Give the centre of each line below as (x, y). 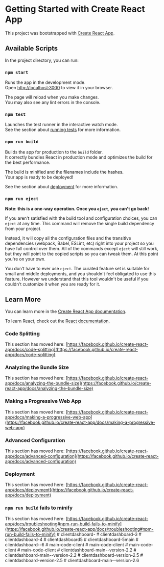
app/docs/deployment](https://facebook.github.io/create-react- (69, 490)
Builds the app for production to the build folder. (54, 152)
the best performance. (28, 162)
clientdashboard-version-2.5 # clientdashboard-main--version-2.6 (72, 560)
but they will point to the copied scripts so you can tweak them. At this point (82, 254)
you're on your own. (25, 259)
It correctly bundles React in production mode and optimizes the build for (79, 157)
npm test (15, 114)
